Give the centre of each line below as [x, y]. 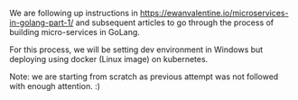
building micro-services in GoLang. [74, 32]
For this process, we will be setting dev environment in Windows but [136, 50]
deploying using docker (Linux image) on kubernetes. [109, 59]
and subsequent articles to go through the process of [175, 23]
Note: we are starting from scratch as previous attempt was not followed [144, 77]
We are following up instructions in [74, 13]
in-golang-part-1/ [42, 23]
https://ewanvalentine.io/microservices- [214, 13]
